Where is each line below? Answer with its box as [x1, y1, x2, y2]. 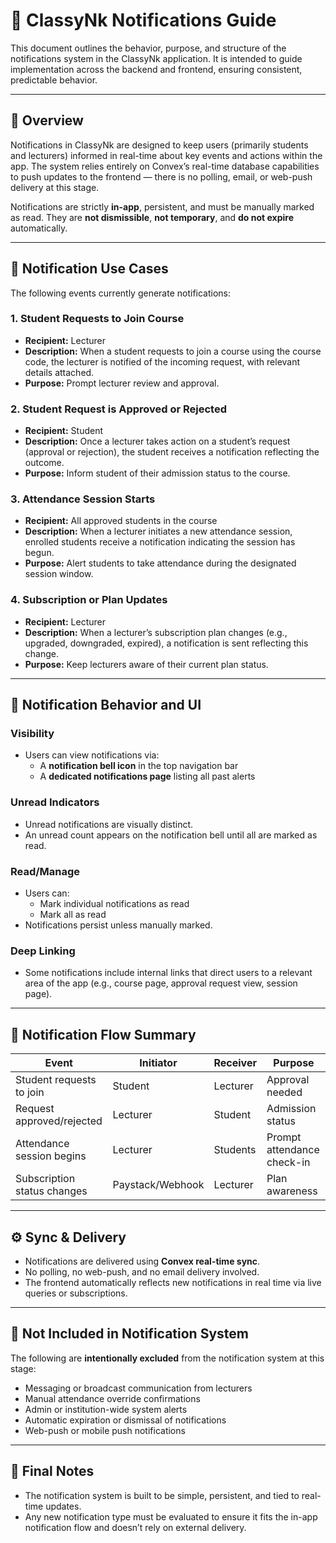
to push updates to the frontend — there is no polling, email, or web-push [10, 170, 313, 183]
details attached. [24, 366, 95, 378]
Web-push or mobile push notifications [24, 1424, 186, 1436]
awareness [266, 1184, 318, 1198]
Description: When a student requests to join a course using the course [24, 345, 322, 357]
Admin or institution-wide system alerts [24, 1403, 188, 1415]
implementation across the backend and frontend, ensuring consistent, [10, 63, 303, 75]
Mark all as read [39, 909, 107, 921]
